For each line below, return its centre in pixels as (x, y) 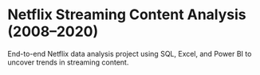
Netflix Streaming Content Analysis (127, 15)
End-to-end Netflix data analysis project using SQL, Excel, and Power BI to (130, 53)
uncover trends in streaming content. (68, 62)
